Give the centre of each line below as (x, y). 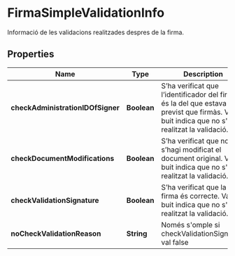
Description (203, 73)
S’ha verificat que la (194, 187)
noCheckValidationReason (56, 234)
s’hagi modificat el (191, 150)
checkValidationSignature (55, 200)
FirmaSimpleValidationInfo (86, 13)
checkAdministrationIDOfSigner (65, 108)
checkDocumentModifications (63, 158)
